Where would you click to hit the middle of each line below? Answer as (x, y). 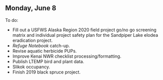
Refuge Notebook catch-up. (41, 45)
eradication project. (32, 40)
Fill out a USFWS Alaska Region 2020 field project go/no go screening (84, 30)
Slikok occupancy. (31, 67)
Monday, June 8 (31, 8)
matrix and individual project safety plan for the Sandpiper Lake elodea (85, 35)
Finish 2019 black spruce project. (46, 72)
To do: (12, 20)
